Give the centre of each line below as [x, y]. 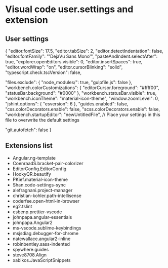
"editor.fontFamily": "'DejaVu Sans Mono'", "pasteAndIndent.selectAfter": [81, 56]
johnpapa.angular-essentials [42, 217]
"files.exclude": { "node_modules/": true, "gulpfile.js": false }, [69, 82]
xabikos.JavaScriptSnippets [41, 260]
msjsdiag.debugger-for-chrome [46, 233]
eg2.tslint [22, 206]
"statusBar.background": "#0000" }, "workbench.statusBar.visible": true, [81, 93]
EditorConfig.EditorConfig [39, 169]
